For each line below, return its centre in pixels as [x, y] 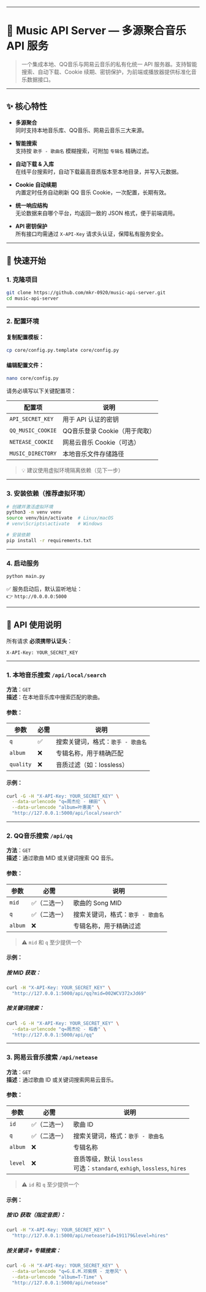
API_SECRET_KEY [32, 419]
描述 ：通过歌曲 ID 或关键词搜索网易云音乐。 [62, 1080]
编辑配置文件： [25, 365]
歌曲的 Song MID [97, 903]
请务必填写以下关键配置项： [41, 391]
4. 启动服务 [23, 563]
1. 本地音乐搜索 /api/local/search [56, 675]
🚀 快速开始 [26, 261]
